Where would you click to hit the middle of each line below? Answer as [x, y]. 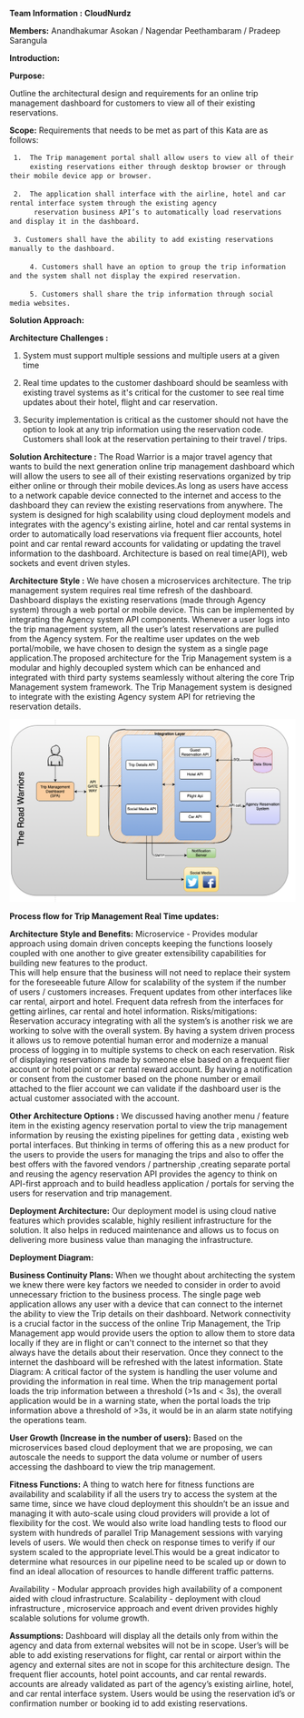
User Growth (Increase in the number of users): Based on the [126, 1438]
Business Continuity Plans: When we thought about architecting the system [152, 1275]
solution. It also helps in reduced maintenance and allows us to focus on [144, 1230]
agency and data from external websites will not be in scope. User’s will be [149, 1645]
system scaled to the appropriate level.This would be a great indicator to [144, 1552]
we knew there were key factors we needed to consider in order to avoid [145, 1285]
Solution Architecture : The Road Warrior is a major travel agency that [141, 457]
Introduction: [35, 58]
